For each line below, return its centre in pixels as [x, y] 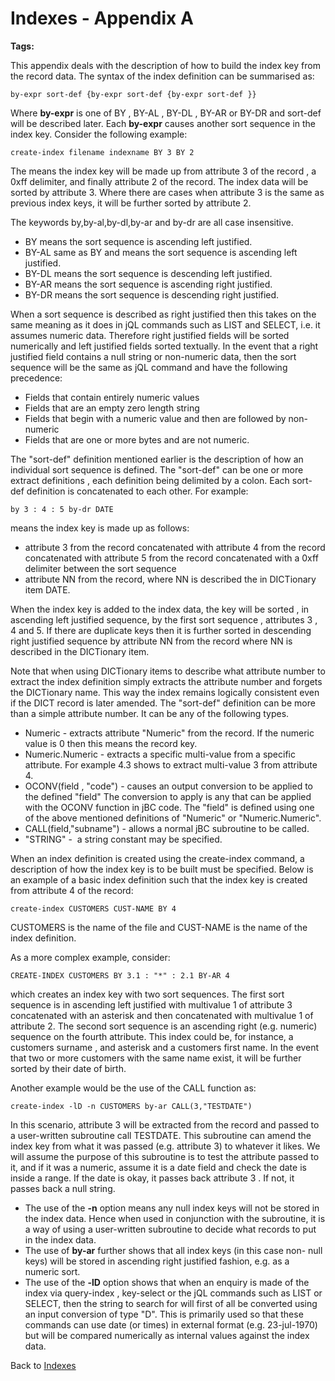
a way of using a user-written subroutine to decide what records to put [170, 1229]
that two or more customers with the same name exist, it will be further [156, 1058]
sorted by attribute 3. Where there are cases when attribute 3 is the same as [167, 192]
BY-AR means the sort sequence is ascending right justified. [148, 284]
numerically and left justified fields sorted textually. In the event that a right [164, 346]
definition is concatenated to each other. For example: [137, 491]
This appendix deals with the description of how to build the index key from [165, 65]
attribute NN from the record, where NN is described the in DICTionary [170, 579]
